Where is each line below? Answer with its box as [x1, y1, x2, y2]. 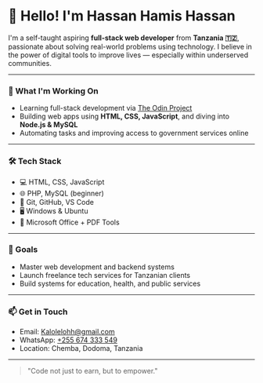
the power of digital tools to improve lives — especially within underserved [8, 50, 249, 60]
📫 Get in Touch [8, 306, 68, 317]
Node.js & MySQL [19, 120, 78, 129]
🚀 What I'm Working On [8, 86, 99, 97]
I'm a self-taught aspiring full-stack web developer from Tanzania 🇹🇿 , [8, 33, 240, 42]
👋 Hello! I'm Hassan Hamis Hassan [8, 7, 236, 25]
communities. [8, 58, 52, 67]
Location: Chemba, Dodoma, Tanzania [19, 344, 143, 353]
